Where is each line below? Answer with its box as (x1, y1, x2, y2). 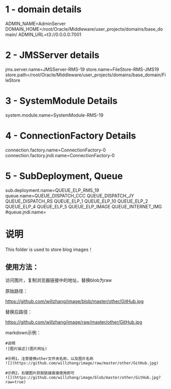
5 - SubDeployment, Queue (5, 170, 123, 182)
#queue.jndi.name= (5, 209, 46, 215)
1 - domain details (5, 4, 82, 15)
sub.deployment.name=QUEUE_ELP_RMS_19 (5, 187, 100, 193)
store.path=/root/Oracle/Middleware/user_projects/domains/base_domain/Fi (5, 72, 166, 78)
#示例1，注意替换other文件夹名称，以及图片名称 (5, 356, 94, 361)
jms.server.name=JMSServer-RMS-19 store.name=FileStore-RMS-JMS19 (5, 66, 159, 72)
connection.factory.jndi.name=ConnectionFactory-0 (5, 152, 115, 158)
